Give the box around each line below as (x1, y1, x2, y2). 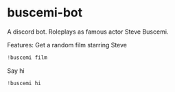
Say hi (7, 67, 25, 75)
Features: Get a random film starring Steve (7, 41, 128, 49)
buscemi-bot (7, 5, 83, 21)
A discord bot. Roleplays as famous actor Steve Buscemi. (7, 27, 169, 36)
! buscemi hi (7, 80, 41, 87)
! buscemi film (7, 54, 48, 61)
